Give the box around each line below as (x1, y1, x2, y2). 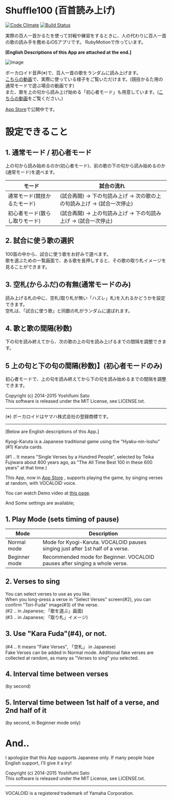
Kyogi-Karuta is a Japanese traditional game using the (5, 439, 120, 445)
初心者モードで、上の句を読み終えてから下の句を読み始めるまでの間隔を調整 (5, 376, 166, 382)
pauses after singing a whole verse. (42, 560, 128, 567)
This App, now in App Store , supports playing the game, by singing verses (5, 475, 163, 481)
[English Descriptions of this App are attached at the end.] (5, 49, 132, 55)
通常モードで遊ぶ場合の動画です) (5, 83, 75, 89)
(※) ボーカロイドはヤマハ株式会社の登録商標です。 (5, 414, 111, 420)
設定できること (5, 126, 68, 138)
